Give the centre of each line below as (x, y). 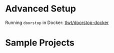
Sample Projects (40, 43)
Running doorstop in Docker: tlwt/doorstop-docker (57, 22)
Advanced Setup (41, 9)
